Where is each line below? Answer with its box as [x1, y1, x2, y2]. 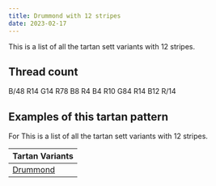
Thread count [8, 65, 78, 78]
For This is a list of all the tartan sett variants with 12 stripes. [8, 131, 209, 142]
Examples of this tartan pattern [8, 110, 168, 124]
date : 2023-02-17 [8, 19, 67, 27]
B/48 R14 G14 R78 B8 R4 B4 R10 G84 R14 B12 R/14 [8, 87, 176, 96]
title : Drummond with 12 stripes [8, 11, 121, 20]
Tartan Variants [12, 150, 74, 162]
